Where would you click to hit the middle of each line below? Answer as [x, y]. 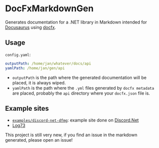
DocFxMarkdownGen [49, 9]
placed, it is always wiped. [39, 83]
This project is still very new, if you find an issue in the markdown [71, 135]
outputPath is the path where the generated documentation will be [79, 77]
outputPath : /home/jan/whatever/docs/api [48, 63]
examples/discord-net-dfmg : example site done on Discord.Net [75, 120]
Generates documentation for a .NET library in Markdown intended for [76, 22]
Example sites [27, 108]
